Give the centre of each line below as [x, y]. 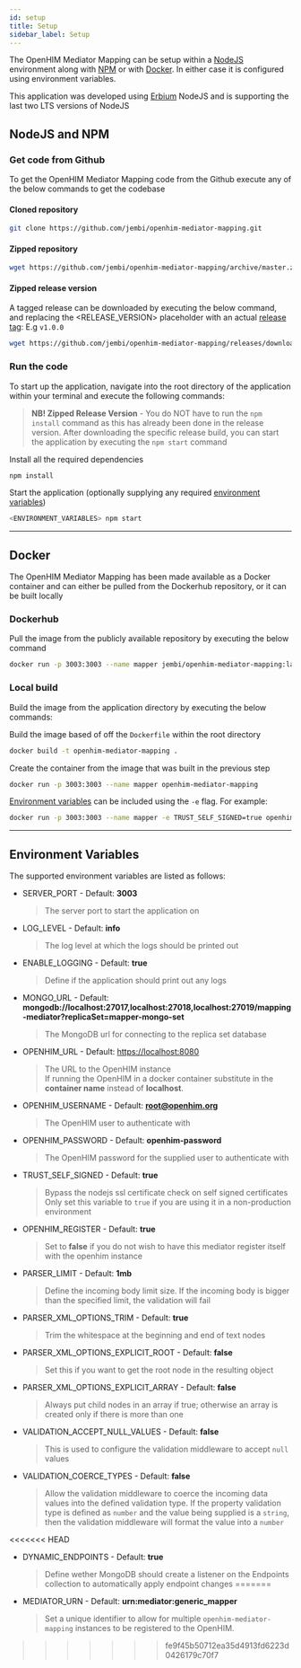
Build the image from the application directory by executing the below [138, 707]
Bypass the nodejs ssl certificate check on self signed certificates [166, 1193]
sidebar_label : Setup [50, 34]
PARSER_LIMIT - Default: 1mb [77, 1274]
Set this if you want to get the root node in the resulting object [159, 1370]
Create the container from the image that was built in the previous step [140, 768]
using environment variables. [63, 79]
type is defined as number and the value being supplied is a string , [167, 1513]
